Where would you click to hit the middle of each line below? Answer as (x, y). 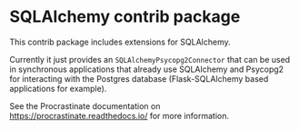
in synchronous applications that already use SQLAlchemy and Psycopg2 (147, 69)
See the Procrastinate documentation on (85, 105)
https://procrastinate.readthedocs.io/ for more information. (120, 115)
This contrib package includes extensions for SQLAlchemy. (120, 42)
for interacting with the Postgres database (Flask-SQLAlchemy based (139, 78)
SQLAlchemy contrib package (125, 17)
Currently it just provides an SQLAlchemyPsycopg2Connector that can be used (150, 59)
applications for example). (58, 88)
